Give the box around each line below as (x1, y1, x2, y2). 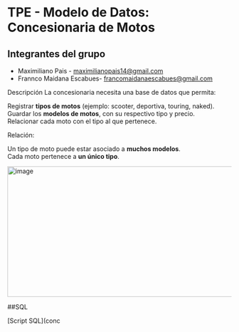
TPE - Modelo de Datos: (7, 4, 149, 21)
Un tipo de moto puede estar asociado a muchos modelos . (7, 145, 181, 153)
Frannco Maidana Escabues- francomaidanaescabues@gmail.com (17, 74, 213, 83)
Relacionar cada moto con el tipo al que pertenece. (7, 117, 157, 125)
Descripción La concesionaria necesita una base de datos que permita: (7, 88, 216, 96)
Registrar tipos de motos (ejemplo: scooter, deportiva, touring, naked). (7, 102, 215, 110)
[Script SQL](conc (7, 316, 60, 325)
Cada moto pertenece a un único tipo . (7, 152, 119, 160)
